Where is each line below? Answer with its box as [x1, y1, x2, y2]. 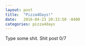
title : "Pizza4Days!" [5, 12, 53, 17]
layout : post [5, 7, 33, 13]
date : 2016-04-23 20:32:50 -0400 [5, 17, 80, 22]
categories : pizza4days [5, 21, 56, 27]
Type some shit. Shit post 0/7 [5, 35, 67, 41]
